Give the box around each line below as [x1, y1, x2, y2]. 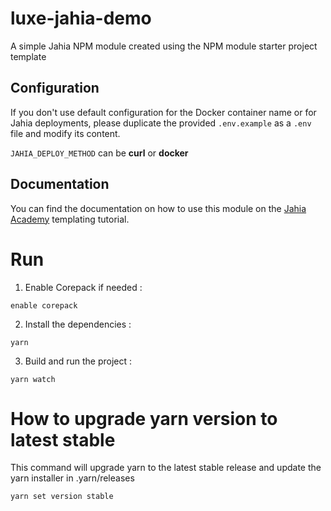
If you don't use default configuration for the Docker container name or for [10, 106, 317, 118]
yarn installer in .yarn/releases [10, 472, 135, 484]
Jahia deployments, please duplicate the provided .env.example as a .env [10, 117, 312, 129]
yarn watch [10, 374, 56, 384]
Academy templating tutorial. [10, 213, 130, 225]
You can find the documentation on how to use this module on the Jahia [10, 202, 307, 214]
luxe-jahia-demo [10, 7, 152, 30]
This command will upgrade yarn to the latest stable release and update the [10, 462, 322, 474]
